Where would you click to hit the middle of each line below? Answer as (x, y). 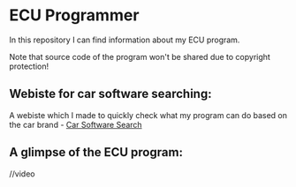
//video (22, 174)
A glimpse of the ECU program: (96, 152)
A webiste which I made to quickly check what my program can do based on (148, 115)
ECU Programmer (74, 15)
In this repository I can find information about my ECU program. (125, 40)
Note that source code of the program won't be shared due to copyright (140, 56)
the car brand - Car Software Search (76, 124)
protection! (29, 66)
